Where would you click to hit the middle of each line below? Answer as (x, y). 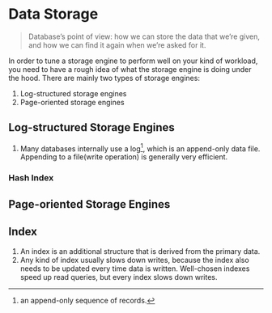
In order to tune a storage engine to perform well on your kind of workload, (133, 61)
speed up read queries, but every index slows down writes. (119, 277)
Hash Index (31, 178)
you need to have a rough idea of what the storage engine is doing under (130, 69)
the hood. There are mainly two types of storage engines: (104, 78)
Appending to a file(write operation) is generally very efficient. (124, 157)
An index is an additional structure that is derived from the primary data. (140, 251)
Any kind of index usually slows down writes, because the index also (134, 260)
